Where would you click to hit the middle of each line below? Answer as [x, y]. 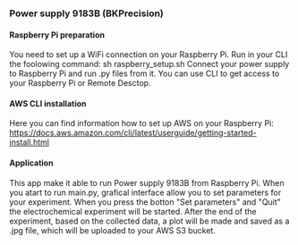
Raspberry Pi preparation [57, 35]
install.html [29, 142]
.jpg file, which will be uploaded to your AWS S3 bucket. [113, 230]
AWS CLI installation [48, 103]
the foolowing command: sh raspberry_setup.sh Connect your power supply [149, 64]
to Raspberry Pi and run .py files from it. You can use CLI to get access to [145, 73]
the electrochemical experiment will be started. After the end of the [133, 211]
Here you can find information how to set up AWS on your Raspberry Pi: [142, 123]
